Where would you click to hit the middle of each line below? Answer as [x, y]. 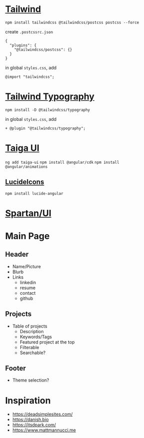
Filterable [29, 347]
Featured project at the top [47, 342]
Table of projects [30, 326]
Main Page [27, 236]
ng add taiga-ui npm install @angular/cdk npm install [62, 162]
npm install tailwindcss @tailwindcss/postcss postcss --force [72, 22]
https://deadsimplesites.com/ [43, 414]
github [26, 298]
